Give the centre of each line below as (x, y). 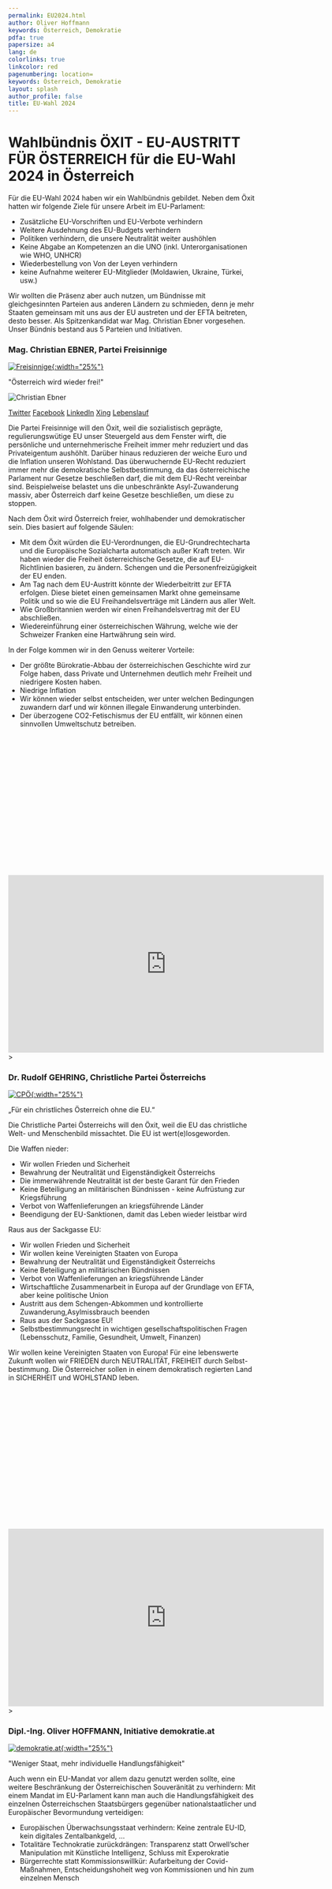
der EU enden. (43, 576)
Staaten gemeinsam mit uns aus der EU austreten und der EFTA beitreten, (128, 313)
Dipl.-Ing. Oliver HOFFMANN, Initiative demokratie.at (112, 1731)
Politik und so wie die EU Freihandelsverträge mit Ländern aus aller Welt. (138, 602)
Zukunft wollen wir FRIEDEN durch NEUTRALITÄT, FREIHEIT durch (116, 1361)
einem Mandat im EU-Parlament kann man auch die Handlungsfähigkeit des (131, 1795)
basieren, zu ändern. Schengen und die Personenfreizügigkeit (156, 568)
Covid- (217, 1861)
